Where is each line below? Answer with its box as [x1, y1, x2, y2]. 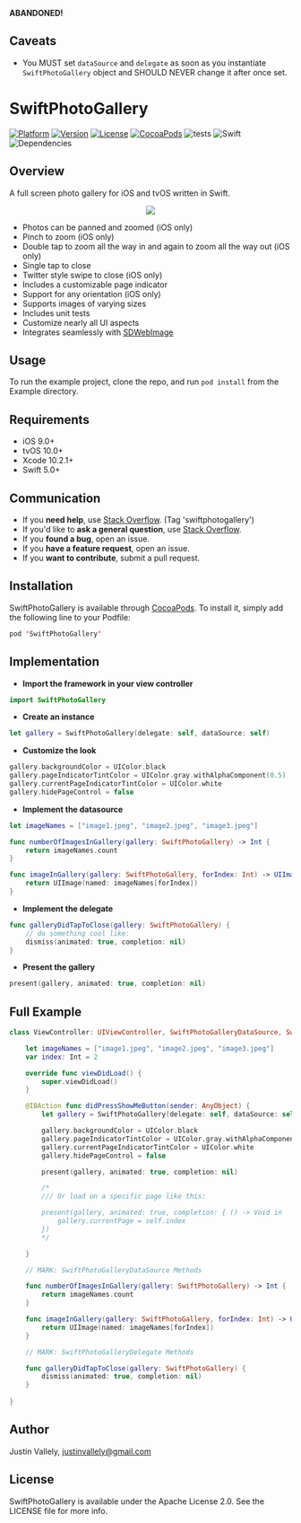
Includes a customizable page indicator [21, 278, 168, 290]
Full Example [9, 1004, 82, 1019]
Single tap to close [21, 260, 91, 270]
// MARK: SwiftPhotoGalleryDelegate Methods [25, 1347, 194, 1357]
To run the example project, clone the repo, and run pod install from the [9, 376, 279, 387]
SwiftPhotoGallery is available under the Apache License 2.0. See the [9, 1495, 265, 1507]
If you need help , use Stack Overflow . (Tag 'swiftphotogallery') [21, 515, 255, 524]
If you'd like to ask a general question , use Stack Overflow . [21, 524, 242, 534]
